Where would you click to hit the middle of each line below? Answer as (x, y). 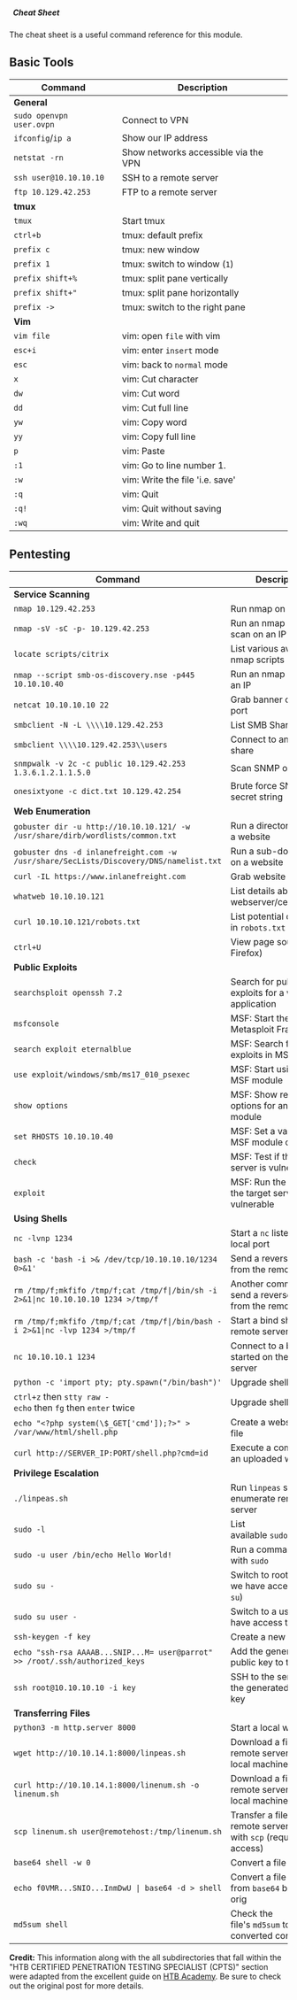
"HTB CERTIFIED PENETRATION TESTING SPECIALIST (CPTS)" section (139, 1966)
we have (248, 1586)
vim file (32, 336)
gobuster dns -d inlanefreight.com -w (95, 852)
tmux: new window (161, 250)
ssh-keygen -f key (52, 1637)
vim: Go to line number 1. (174, 465)
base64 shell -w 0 (52, 1862)
